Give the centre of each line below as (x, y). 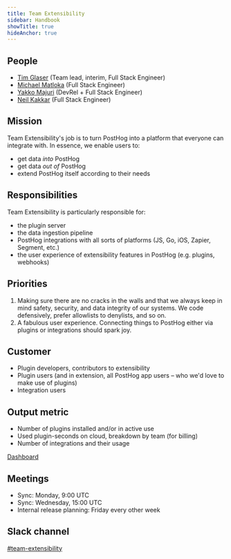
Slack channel (38, 532)
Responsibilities (43, 195)
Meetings (28, 478)
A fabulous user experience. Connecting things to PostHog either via (115, 322)
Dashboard (23, 457)
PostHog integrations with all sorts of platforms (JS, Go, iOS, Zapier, (114, 240)
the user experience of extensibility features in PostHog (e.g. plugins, (116, 255)
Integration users (41, 390)
